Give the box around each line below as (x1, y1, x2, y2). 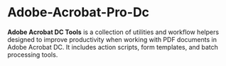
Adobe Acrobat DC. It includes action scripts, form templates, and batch (7, 43, 219, 51)
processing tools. (7, 50, 58, 59)
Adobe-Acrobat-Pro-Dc (7, 4, 150, 21)
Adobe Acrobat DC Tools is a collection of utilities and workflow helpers (7, 28, 219, 36)
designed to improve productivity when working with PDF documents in (7, 35, 217, 43)
